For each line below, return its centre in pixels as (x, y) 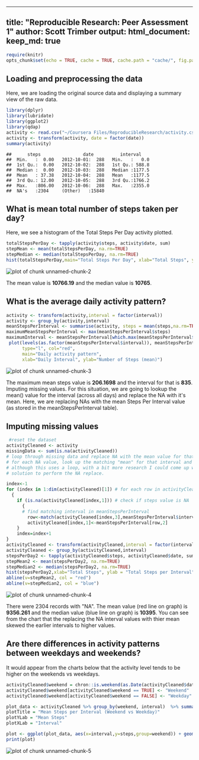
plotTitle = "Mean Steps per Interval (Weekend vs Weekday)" (83, 712)
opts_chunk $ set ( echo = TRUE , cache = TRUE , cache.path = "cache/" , (91, 60)
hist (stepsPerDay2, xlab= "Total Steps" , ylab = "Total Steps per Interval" (100, 572)
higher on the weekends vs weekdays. (53, 674)
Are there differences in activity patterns (83, 644)
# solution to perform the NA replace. (55, 473)
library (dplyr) (25, 111)
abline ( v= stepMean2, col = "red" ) (49, 578)
